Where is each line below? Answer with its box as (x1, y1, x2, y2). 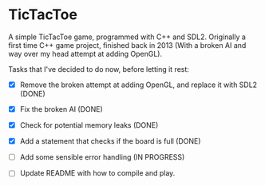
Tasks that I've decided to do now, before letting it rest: (8, 64, 190, 73)
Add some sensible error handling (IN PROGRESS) (19, 152, 185, 162)
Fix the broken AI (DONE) (19, 105, 104, 113)
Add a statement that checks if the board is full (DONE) (19, 137, 201, 146)
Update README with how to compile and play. (19, 168, 176, 178)
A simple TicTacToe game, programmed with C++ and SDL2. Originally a (8, 32, 246, 42)
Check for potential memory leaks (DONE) (19, 121, 159, 130)
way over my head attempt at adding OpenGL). (8, 49, 162, 58)
